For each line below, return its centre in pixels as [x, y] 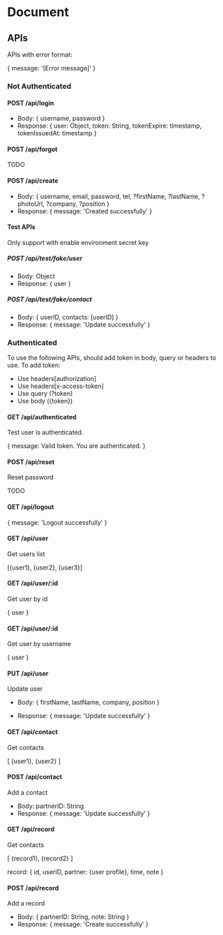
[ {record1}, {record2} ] [40, 858]
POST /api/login [31, 103]
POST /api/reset [31, 462]
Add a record [26, 904]
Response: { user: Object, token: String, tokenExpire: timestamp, [109, 126]
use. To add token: [34, 365]
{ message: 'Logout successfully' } [57, 522]
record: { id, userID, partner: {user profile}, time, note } [85, 872]
